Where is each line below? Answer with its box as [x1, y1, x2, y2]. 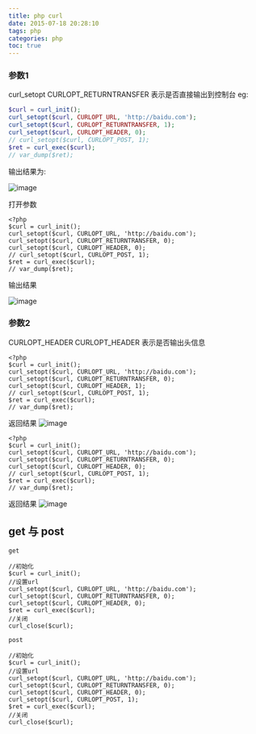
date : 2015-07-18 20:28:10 [8, 19, 99, 27]
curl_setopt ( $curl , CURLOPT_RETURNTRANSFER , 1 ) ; [8, 121, 175, 129]
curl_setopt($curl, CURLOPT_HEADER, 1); [8, 382, 147, 390]
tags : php [8, 27, 42, 35]
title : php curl [8, 11, 63, 20]
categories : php [8, 34, 63, 43]
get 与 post [8, 525, 65, 539]
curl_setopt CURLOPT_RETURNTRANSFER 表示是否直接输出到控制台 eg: [8, 90, 249, 99]
